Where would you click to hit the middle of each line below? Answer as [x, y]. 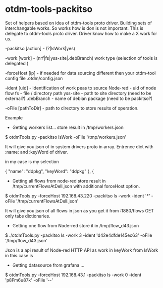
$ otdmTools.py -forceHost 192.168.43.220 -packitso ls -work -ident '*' [78, 195]
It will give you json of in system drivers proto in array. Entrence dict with [79, 146]
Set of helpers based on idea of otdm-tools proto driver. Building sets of [79, 23]
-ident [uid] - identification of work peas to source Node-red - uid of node [81, 88]
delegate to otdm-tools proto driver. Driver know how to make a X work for [81, 33]
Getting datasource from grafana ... [48, 265]
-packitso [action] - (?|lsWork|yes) [40, 48]
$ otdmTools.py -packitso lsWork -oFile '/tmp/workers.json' [66, 137]
